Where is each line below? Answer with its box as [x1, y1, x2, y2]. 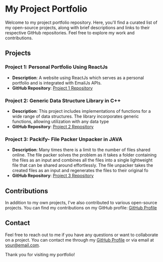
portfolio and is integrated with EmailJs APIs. [12, 80, 102, 86]
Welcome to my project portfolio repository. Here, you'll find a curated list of [5, 19, 158, 25]
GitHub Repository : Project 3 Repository [12, 173, 94, 178]
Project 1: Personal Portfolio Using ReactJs [5, 64, 108, 70]
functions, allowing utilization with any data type [12, 118, 109, 124]
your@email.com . [5, 242, 40, 248]
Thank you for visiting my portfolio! [5, 251, 75, 257]
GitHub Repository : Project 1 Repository [12, 85, 93, 91]
